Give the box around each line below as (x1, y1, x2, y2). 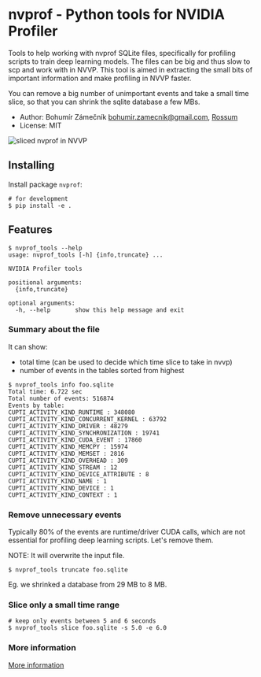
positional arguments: (8, 278, 83, 287)
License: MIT (19, 120, 62, 130)
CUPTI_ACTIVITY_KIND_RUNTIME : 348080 (8, 408, 135, 416)
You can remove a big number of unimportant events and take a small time (8, 88, 249, 98)
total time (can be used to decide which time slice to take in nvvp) (19, 357, 233, 367)
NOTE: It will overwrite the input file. (8, 551, 125, 560)
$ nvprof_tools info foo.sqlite (8, 380, 114, 389)
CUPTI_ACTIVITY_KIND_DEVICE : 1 (8, 484, 114, 492)
